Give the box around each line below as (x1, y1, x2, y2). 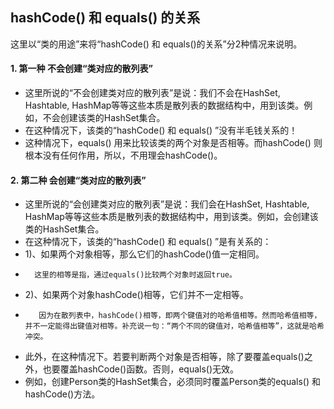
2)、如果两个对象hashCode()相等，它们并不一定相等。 (24, 289, 249, 301)
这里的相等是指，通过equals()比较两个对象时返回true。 (34, 270, 237, 280)
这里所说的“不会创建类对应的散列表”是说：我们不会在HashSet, (24, 87, 281, 99)
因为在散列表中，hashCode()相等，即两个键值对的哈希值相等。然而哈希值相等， (38, 311, 322, 321)
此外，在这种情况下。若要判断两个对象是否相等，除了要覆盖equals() (24, 351, 305, 363)
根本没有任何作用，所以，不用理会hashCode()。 (24, 149, 223, 162)
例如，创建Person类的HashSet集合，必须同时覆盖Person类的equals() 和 (24, 376, 321, 388)
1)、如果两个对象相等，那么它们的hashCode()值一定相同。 (24, 248, 265, 260)
